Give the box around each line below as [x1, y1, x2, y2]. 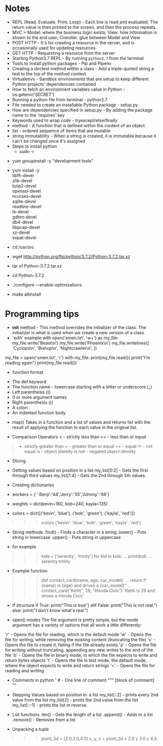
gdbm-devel [12, 214, 37, 220]
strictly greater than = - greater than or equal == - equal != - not [24, 443, 153, 449]
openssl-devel [12, 188, 41, 194]
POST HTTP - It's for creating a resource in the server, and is [12, 39, 135, 45]
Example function [12, 568, 48, 574]
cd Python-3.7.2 [12, 272, 45, 278]
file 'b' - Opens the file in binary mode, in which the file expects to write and [5, 652, 157, 658]
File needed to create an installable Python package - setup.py [12, 102, 138, 108]
